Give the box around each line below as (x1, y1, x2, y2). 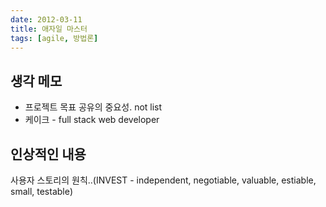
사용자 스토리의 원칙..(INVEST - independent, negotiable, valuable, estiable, (10, 174, 317, 186)
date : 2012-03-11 (10, 14, 83, 25)
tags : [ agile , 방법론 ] (10, 33, 99, 43)
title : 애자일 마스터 (10, 24, 88, 34)
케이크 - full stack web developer (24, 114, 160, 126)
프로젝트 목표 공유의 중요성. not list (24, 101, 163, 113)
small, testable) (10, 186, 74, 197)
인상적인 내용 (10, 146, 87, 163)
